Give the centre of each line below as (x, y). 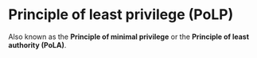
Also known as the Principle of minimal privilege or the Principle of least (128, 37)
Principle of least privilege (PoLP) (121, 15)
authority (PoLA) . (37, 44)
